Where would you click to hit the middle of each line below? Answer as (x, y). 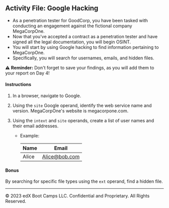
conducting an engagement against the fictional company (72, 26)
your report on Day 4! (27, 73)
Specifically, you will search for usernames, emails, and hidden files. (83, 58)
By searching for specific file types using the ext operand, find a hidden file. (84, 181)
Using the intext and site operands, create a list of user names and (83, 121)
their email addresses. (35, 126)
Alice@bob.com (61, 157)
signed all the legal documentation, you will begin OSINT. (72, 42)
